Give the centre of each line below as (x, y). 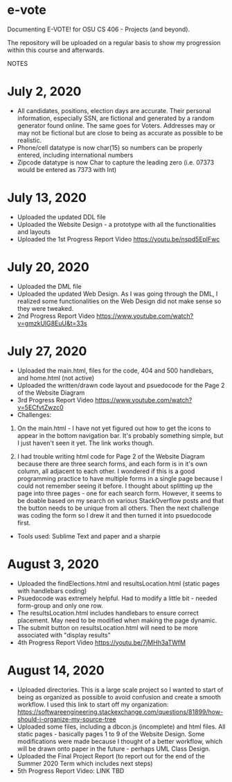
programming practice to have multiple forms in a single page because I (120, 478)
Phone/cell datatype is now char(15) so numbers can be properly (110, 147)
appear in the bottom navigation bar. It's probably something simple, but (120, 435)
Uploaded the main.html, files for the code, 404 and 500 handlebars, (115, 371)
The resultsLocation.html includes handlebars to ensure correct (108, 613)
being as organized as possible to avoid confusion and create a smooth (119, 697)
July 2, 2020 (44, 92)
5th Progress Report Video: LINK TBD (71, 771)
